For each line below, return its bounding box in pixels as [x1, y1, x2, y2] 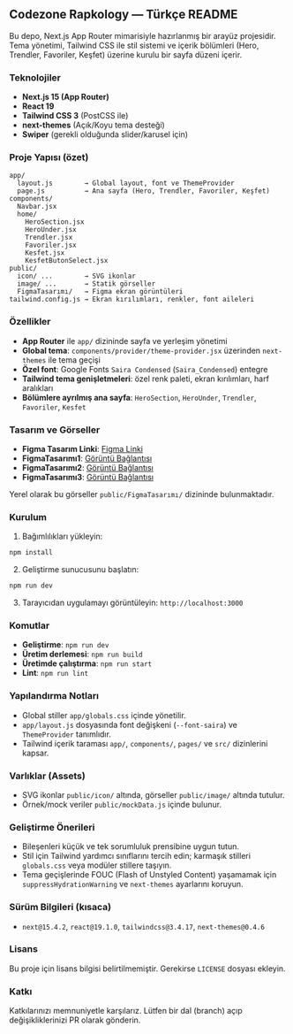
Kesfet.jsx [25, 249, 65, 257]
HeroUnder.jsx [25, 226, 77, 234]
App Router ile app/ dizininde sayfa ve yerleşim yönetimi [21, 335, 228, 346]
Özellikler [9, 316, 51, 328]
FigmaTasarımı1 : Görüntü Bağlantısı [21, 453, 153, 463]
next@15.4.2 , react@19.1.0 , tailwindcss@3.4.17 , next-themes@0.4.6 [21, 921, 265, 931]
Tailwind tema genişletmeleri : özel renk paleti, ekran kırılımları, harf [21, 373, 269, 384]
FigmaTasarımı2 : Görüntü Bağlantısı [21, 463, 154, 472]
